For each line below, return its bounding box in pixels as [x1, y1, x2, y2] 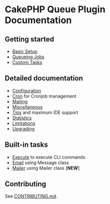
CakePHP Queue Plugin [5, 4, 105, 15]
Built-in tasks [5, 141, 48, 149]
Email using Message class [12, 160, 69, 166]
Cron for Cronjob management [12, 93, 77, 99]
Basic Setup [12, 49, 38, 54]
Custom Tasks [12, 59, 43, 65]
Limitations [12, 120, 36, 126]
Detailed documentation [5, 74, 84, 83]
